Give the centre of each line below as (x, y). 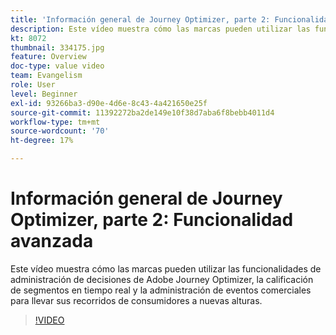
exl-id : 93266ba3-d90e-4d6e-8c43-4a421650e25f (109, 103)
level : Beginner (44, 94)
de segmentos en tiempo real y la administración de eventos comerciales (161, 290)
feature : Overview (48, 57)
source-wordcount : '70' (60, 131)
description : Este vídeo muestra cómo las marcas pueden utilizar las (160, 29)
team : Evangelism (46, 76)
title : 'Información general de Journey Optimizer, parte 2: (140, 19)
